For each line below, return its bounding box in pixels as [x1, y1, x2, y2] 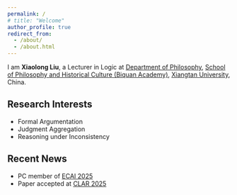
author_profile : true [7, 23, 71, 30]
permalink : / [7, 10, 46, 18]
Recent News [7, 153, 67, 165]
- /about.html [13, 43, 55, 50]
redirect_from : [7, 30, 52, 38]
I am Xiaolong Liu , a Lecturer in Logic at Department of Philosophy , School [7, 63, 226, 71]
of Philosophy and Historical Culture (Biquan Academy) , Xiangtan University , [7, 70, 231, 79]
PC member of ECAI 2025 [17, 172, 93, 180]
